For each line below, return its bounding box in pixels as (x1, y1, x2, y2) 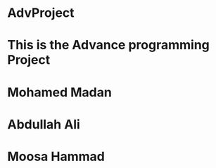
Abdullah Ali (7, 116, 81, 132)
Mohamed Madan (7, 84, 113, 100)
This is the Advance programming (7, 37, 210, 53)
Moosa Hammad (7, 148, 106, 164)
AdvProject (7, 5, 75, 21)
